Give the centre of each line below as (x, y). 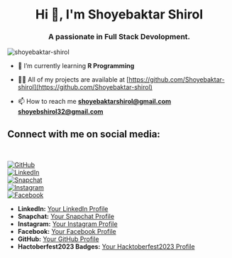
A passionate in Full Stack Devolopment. (119, 37)
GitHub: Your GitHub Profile (58, 239)
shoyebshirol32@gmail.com (60, 112)
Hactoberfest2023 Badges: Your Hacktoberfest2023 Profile (106, 247)
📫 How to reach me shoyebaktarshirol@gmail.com (94, 102)
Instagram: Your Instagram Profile (68, 224)
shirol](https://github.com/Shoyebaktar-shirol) (85, 87)
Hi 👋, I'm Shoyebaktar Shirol (119, 15)
